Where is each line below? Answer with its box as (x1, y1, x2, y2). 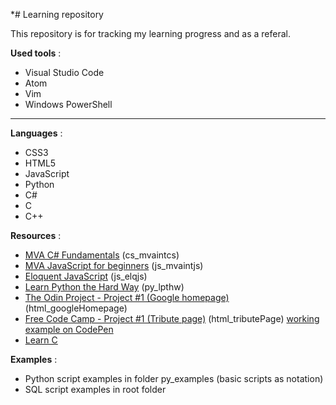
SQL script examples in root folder (24, 384, 167, 395)
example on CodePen (24, 324, 114, 335)
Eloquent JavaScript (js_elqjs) (24, 270, 148, 282)
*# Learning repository (10, 9, 104, 20)
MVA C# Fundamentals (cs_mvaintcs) (24, 249, 180, 261)
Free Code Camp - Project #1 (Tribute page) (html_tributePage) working (24, 313, 320, 324)
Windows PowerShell (24, 99, 113, 110)
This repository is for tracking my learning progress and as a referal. (10, 28, 291, 39)
